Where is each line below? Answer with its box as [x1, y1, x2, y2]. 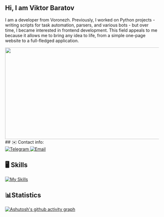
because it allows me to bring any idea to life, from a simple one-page [5, 32, 145, 38]
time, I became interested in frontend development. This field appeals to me [5, 27, 158, 33]
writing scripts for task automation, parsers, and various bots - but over [5, 22, 149, 28]
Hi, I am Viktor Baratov [5, 4, 75, 12]
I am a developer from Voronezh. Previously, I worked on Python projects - [5, 17, 155, 22]
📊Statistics [5, 191, 41, 199]
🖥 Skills [5, 161, 28, 169]
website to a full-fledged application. [5, 38, 79, 43]
